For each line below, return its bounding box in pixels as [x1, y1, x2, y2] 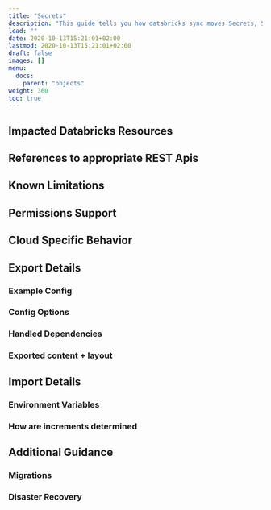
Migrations [8, 469, 52, 480]
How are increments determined [8, 421, 138, 432]
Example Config [8, 285, 73, 296]
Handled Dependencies [8, 328, 102, 339]
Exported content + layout [8, 350, 113, 361]
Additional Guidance [8, 445, 114, 459]
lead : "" [8, 27, 38, 35]
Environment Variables [8, 399, 100, 410]
